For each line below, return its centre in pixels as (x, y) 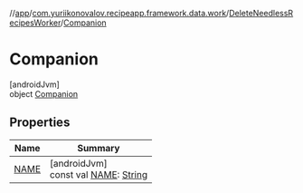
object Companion (44, 93)
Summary (98, 148)
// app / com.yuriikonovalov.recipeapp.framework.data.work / (119, 13)
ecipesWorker (35, 23)
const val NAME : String (98, 174)
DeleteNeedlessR (261, 13)
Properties (40, 123)
